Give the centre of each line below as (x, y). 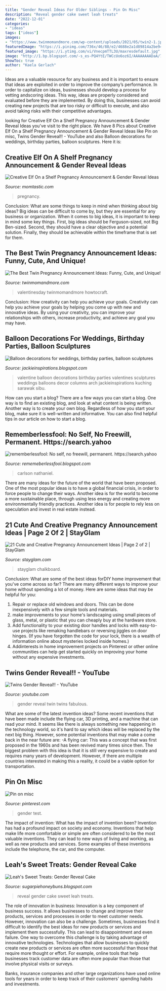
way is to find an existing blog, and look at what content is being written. (79, 403)
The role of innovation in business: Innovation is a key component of (75, 906)
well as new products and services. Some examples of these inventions (78, 844)
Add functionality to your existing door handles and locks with (75, 625)
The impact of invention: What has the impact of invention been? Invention (81, 823)
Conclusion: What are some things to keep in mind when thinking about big (82, 206)
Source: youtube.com (27, 694)
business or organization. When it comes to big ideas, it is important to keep (83, 216)
